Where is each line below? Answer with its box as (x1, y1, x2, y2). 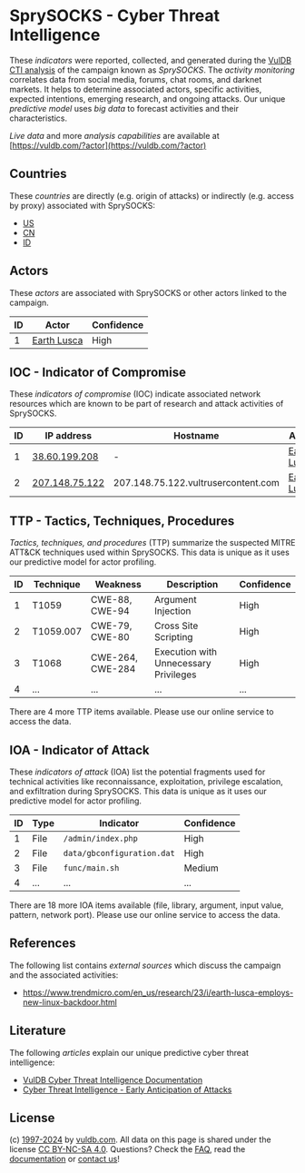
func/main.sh (63, 863, 120, 872)
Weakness (94, 578, 143, 591)
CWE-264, (90, 651, 139, 664)
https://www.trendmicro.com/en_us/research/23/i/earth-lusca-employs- (22, 987, 294, 998)
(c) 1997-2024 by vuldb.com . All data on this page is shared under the (9, 1134, 271, 1145)
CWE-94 (90, 605, 130, 617)
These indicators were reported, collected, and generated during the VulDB (9, 54, 292, 65)
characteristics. (9, 113, 68, 123)
